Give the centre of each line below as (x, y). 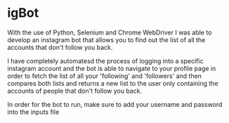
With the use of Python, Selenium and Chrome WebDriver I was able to (110, 32)
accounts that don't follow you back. (60, 47)
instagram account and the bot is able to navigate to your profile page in (112, 68)
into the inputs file (33, 112)
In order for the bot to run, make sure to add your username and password (115, 104)
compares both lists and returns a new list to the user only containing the (113, 83)
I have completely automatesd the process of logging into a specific (105, 60)
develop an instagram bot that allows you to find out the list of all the (106, 39)
